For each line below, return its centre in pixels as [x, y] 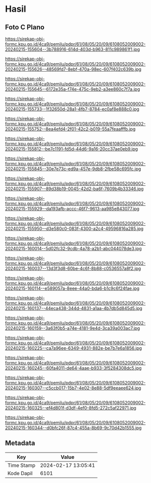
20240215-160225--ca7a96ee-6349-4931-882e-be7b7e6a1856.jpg [74, 348]
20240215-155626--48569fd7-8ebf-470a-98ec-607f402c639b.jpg [73, 69]
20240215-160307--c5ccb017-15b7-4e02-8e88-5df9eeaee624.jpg [73, 388]
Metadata [20, 443]
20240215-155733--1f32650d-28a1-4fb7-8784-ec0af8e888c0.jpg [72, 109]
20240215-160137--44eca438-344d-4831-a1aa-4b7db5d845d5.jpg [74, 308]
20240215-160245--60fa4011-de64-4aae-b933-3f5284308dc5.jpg [74, 368]
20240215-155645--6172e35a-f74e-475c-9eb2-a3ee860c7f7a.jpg [73, 89]
